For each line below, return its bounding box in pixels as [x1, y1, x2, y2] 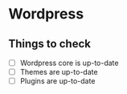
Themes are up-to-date [19, 67, 98, 77]
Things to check [8, 37, 91, 51]
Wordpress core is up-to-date [19, 58, 119, 67]
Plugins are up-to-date [19, 76, 96, 86]
